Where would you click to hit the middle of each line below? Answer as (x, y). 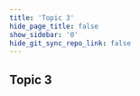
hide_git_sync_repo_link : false (70, 43)
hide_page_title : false (54, 26)
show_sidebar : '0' (44, 34)
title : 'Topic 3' (42, 18)
